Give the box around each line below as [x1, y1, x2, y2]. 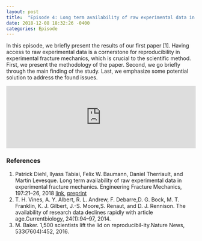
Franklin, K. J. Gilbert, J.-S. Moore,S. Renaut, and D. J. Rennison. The [14, 202, 186, 209]
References [6, 157, 41, 165]
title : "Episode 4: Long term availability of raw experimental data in [6, 14, 195, 20]
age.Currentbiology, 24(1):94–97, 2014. [14, 215, 111, 222]
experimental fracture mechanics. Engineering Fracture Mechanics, [14, 183, 182, 190]
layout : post [6, 8, 39, 15]
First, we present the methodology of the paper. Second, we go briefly [6, 61, 180, 69]
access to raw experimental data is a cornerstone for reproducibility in [6, 49, 180, 56]
